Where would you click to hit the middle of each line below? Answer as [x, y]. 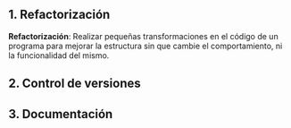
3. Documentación [61, 114]
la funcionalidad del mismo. [59, 55]
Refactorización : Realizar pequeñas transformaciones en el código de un [143, 36]
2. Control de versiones [75, 84]
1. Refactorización [59, 15]
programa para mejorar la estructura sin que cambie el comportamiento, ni [145, 46]
